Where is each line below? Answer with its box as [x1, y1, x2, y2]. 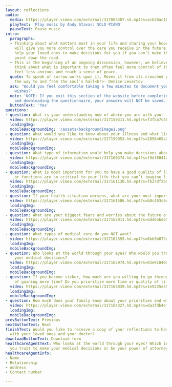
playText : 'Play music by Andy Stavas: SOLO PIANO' [10, 22, 123, 27]
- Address [5, 365, 27, 370]
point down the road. [14, 55, 60, 60]
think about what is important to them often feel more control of [14, 65, 161, 70]
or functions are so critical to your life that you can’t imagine [14, 174, 161, 179]
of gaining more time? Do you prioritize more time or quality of [14, 279, 159, 284]
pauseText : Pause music [10, 27, 60, 32]
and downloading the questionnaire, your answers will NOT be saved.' [14, 98, 168, 103]
